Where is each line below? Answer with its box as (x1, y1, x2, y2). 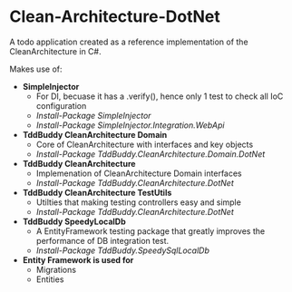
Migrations (35, 264, 77, 275)
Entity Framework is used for (22, 254, 134, 265)
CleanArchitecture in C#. (9, 45, 102, 56)
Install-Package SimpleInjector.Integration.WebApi (35, 120, 225, 131)
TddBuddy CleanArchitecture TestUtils (22, 187, 172, 198)
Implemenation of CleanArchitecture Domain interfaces (35, 168, 242, 179)
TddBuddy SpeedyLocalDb (22, 216, 127, 227)
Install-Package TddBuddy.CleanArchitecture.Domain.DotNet (35, 148, 266, 160)
